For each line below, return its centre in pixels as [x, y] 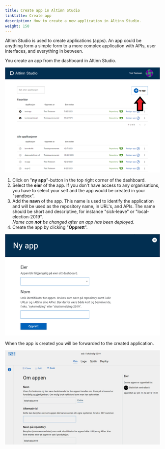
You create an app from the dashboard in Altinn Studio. [61, 61]
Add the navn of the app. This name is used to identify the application [83, 201]
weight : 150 [17, 26]
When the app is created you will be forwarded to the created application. [80, 343]
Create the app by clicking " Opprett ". [50, 227]
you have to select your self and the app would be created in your [79, 191]
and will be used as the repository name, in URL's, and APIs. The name [84, 207]
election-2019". [27, 217]
